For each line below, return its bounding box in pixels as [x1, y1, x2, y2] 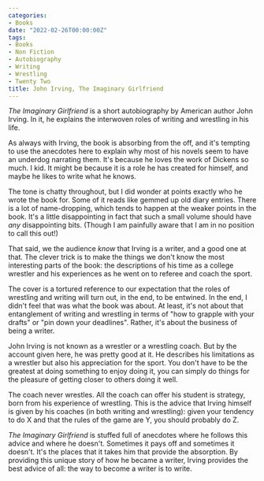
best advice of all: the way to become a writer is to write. [8, 464, 193, 473]
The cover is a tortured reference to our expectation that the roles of [8, 284, 230, 294]
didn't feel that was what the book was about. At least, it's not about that [8, 301, 244, 311]
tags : [8, 33, 26, 42]
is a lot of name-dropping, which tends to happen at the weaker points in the [8, 204, 257, 213]
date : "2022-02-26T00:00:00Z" [8, 26, 108, 34]
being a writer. [8, 326, 55, 335]
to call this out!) [8, 229, 59, 239]
